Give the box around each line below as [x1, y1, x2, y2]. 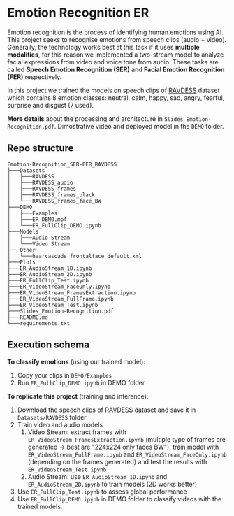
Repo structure [7, 142, 74, 155]
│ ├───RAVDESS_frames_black [7, 191, 96, 199]
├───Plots [7, 259, 36, 266]
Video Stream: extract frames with [27, 428, 127, 436]
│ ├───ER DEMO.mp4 [7, 215, 68, 223]
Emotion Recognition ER [7, 5, 149, 21]
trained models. [17, 502, 63, 510]
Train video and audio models [17, 420, 103, 429]
